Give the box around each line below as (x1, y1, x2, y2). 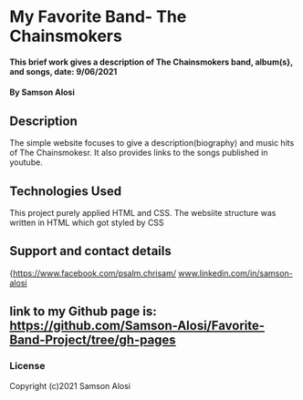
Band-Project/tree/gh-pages (9, 333, 176, 348)
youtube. (9, 157, 43, 168)
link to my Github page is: (9, 303, 157, 320)
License (9, 360, 46, 373)
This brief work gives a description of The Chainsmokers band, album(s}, (9, 56, 294, 67)
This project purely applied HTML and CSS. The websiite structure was (9, 208, 277, 218)
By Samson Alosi (9, 87, 76, 97)
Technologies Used (9, 183, 121, 199)
